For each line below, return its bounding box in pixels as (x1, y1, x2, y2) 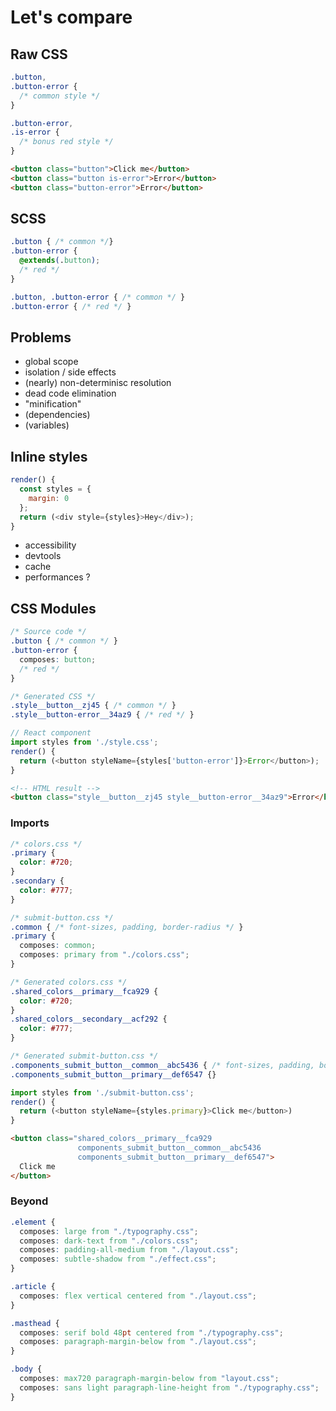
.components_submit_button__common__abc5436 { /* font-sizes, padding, (10, 1060, 315, 1070)
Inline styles (10, 448, 88, 465)
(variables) (24, 419, 70, 431)
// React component (10, 728, 92, 738)
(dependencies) (24, 409, 91, 421)
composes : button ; (19, 654, 97, 665)
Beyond (10, 1194, 49, 1208)
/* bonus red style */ (19, 137, 114, 147)
